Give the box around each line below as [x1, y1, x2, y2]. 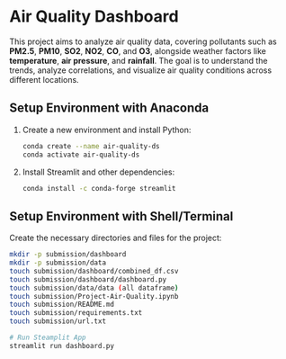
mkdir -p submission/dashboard [9, 250, 127, 259]
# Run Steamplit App [9, 333, 87, 343]
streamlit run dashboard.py [9, 341, 115, 350]
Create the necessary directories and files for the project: [9, 232, 222, 244]
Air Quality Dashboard [9, 6, 179, 27]
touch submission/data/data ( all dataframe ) [9, 283, 179, 292]
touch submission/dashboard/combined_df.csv [9, 266, 179, 275]
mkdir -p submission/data [9, 258, 106, 267]
